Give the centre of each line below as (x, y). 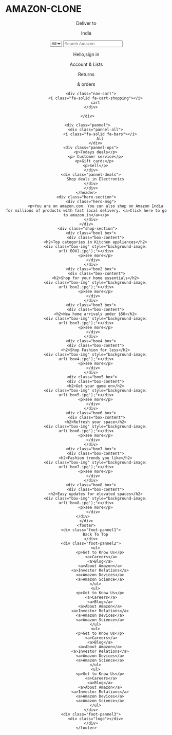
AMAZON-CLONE (44, 9)
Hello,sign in (86, 54)
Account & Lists (86, 64)
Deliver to (86, 23)
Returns (86, 74)
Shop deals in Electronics (95, 179)
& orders (86, 84)
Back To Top (96, 534)
